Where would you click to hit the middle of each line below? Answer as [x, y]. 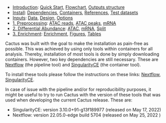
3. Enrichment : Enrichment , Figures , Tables [57, 34]
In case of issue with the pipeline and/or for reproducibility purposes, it [78, 89]
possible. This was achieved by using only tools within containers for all [79, 49]
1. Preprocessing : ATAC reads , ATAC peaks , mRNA [64, 23]
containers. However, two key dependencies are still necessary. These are [82, 59]
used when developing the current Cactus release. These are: [69, 100]
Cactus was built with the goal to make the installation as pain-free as [77, 43]
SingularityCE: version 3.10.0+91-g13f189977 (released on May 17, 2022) [87, 110]
